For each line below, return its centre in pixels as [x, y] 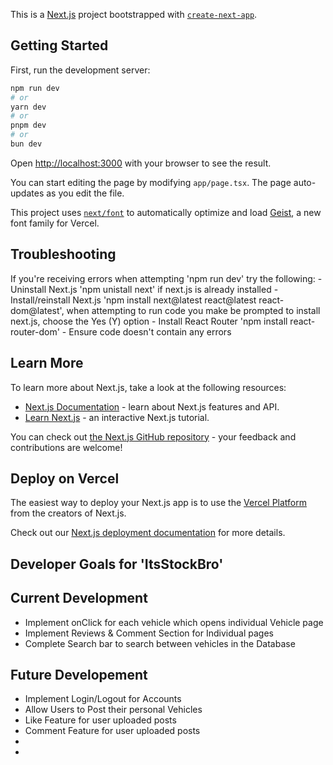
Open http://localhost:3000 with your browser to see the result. [141, 163]
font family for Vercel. [55, 223]
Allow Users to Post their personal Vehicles [113, 710]
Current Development [79, 598]
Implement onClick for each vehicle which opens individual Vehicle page [174, 622]
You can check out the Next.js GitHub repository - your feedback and [153, 436]
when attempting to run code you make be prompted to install [193, 310]
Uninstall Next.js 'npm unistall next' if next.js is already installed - [144, 289]
